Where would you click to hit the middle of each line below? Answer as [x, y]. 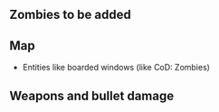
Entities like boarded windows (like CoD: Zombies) [116, 68]
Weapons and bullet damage [92, 95]
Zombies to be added [70, 15]
